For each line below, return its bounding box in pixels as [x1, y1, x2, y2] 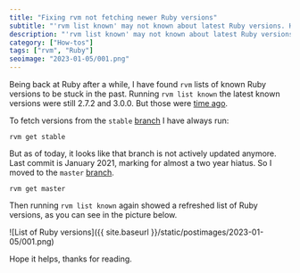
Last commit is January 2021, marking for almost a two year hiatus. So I [9, 158, 272, 168]
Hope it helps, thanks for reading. [9, 253, 132, 264]
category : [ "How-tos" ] [9, 37, 94, 47]
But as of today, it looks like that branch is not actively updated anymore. [9, 148, 277, 159]
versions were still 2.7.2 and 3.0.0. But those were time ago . [9, 98, 229, 108]
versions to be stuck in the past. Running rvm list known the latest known [9, 88, 280, 99]
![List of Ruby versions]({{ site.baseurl [9, 227, 149, 237]
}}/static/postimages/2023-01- [150, 227, 264, 237]
